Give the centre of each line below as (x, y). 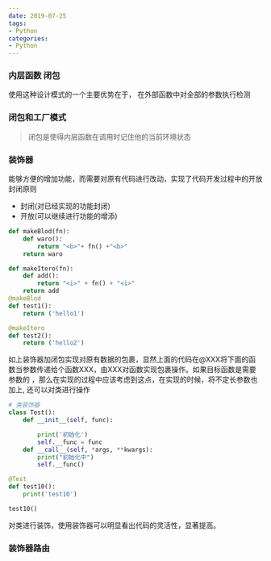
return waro (43, 254)
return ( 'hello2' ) (54, 343)
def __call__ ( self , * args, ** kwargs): (88, 450)
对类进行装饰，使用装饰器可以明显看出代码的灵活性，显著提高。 (114, 525)
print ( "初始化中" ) (66, 457)
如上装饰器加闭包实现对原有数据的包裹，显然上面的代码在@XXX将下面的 (129, 359)
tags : (17, 23)
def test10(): (32, 487)
